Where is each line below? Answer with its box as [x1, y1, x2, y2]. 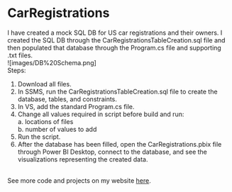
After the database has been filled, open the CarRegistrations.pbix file [17, 140, 222, 148]
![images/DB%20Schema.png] [7, 58, 97, 67]
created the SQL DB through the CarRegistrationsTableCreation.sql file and [7, 35, 226, 44]
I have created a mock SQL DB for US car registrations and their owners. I [7, 28, 223, 37]
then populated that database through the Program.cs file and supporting [7, 43, 221, 52]
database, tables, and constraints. [17, 94, 117, 103]
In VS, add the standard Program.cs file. [17, 102, 135, 111]
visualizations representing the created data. [17, 154, 148, 164]
